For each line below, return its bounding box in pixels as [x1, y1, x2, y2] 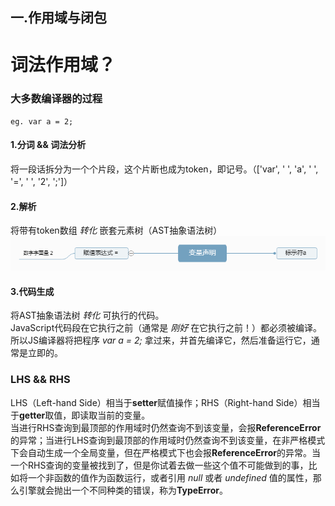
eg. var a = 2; [10, 116, 74, 127]
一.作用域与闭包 [10, 9, 108, 27]
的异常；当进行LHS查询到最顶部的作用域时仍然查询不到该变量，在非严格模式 [10, 434, 326, 446]
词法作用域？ [10, 53, 117, 76]
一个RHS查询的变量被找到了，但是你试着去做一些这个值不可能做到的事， [10, 459, 309, 471]
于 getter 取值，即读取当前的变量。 [10, 409, 151, 421]
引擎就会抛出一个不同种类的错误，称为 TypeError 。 [18, 484, 229, 496]
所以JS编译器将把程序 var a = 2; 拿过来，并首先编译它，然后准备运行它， [10, 334, 312, 347]
